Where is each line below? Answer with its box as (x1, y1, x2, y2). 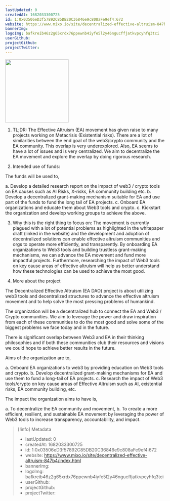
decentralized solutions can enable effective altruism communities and (12, 236, 160, 242)
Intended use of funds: (12, 163, 60, 170)
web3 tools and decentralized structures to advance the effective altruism (5, 293, 159, 299)
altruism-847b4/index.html (25, 457, 81, 464)
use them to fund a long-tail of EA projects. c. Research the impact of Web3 (5, 375, 163, 381)
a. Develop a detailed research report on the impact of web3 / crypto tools (5, 183, 160, 189)
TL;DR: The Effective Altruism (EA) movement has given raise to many (12, 127, 158, 133)
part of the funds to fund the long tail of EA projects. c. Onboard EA (5, 199, 146, 205)
